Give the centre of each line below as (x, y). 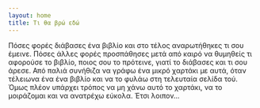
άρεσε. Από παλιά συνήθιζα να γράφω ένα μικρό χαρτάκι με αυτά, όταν (128, 70)
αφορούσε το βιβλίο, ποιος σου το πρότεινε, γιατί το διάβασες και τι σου (128, 62)
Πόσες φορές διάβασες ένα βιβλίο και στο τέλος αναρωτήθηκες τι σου (126, 45)
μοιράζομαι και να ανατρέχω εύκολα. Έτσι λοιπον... (94, 95)
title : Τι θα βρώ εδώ (44, 23)
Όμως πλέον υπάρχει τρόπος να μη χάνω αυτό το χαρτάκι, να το (115, 87)
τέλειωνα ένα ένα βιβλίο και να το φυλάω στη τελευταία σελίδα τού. (123, 79)
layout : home (30, 15)
